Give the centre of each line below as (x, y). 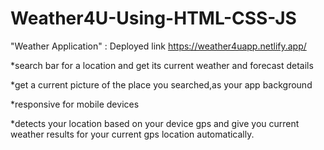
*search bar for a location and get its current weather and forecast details (162, 65)
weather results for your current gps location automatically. (132, 134)
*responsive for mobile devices (75, 104)
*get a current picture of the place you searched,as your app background (161, 84)
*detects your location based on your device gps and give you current (155, 123)
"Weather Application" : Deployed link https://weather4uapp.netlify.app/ (158, 46)
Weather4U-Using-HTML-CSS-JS (153, 18)
